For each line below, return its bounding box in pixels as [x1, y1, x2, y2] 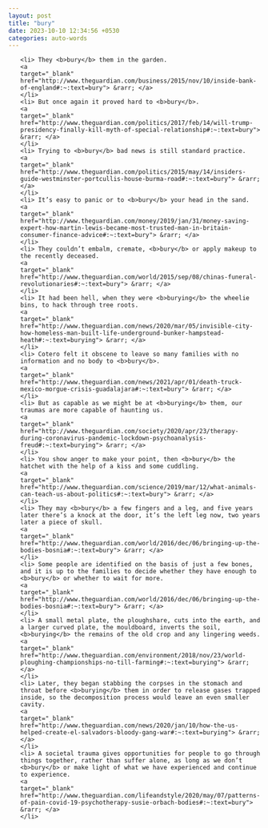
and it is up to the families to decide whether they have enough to [19, 568, 258, 576]
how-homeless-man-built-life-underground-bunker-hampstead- [19, 329, 225, 337]
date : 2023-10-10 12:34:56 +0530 [8, 26, 120, 34]
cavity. [19, 701, 46, 709]
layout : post [8, 11, 52, 20]
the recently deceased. [19, 252, 100, 260]
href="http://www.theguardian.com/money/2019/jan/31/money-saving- [19, 217, 250, 225]
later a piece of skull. [19, 518, 103, 527]
